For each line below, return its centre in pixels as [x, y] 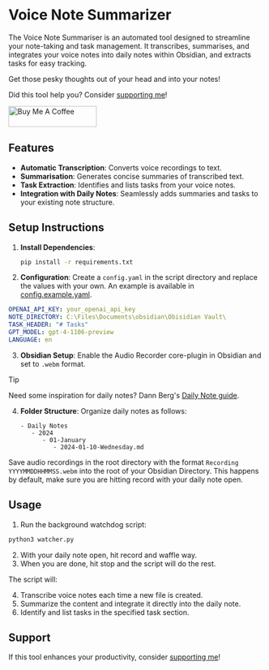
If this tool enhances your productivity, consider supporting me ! [115, 657]
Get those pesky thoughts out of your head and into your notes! [115, 79]
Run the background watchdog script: [83, 524]
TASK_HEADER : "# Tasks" [49, 325]
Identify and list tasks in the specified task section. [105, 612]
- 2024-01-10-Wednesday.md [98, 447]
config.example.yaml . [56, 294]
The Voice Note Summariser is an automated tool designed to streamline [129, 37]
